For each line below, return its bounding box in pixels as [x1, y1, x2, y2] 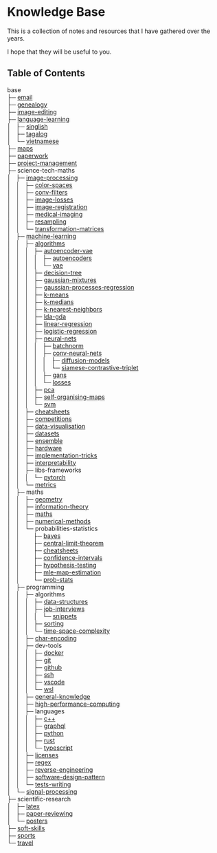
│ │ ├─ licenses [7, 751, 59, 759]
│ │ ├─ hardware [7, 444, 62, 452]
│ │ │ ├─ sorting [7, 619, 64, 627]
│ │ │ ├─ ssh [7, 670, 54, 678]
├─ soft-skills [7, 823, 45, 832]
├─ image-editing [7, 107, 57, 116]
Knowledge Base [7, 4, 106, 20]
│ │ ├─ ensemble [7, 436, 63, 444]
